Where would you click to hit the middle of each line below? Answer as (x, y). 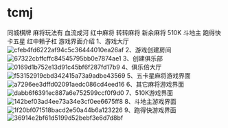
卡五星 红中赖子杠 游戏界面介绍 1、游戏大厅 (68, 41)
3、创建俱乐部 (143, 58)
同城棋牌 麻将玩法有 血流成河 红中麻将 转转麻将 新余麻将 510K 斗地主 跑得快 (114, 32)
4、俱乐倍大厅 (141, 67)
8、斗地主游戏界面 (151, 101)
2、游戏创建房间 (148, 50)
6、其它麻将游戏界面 (155, 84)
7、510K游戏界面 (150, 93)
